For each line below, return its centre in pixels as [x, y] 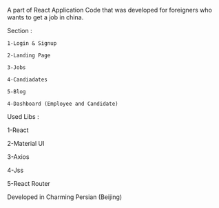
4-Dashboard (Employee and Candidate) [63, 104]
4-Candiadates [28, 79]
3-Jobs [17, 68]
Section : [20, 31]
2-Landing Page [29, 55]
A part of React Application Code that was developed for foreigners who [109, 10]
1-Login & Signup [32, 44]
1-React [18, 130]
